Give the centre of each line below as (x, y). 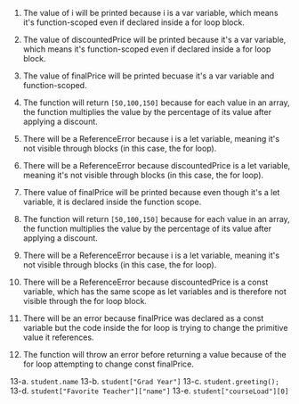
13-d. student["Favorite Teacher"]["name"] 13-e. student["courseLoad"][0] (149, 391)
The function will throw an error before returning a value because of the (155, 355)
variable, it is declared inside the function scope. (112, 202)
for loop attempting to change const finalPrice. (108, 364)
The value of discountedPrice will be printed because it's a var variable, (154, 40)
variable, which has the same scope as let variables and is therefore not (155, 292)
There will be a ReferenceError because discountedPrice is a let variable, (157, 165)
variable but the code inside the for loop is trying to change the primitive (155, 328)
